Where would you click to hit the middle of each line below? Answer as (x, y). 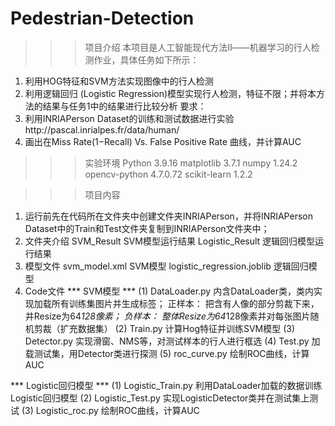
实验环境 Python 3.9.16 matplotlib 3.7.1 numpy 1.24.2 (191, 163)
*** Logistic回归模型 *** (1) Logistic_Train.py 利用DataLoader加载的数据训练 (166, 385)
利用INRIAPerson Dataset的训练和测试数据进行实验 (129, 118)
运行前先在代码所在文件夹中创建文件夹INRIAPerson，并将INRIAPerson (168, 216)
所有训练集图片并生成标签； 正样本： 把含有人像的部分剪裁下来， (185, 303)
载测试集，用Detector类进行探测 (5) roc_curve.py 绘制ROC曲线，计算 (167, 353)
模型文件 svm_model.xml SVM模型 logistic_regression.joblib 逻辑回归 (166, 266)
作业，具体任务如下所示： (146, 59)
